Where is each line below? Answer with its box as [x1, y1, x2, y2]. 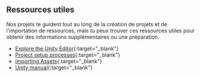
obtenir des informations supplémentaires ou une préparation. [6, 33, 160, 41]
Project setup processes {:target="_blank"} [14, 51, 121, 58]
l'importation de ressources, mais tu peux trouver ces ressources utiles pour [6, 27, 195, 34]
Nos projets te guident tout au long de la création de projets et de [6, 20, 168, 27]
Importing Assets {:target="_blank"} [14, 57, 103, 64]
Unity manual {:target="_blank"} [14, 64, 93, 71]
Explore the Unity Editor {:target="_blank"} [14, 45, 119, 52]
